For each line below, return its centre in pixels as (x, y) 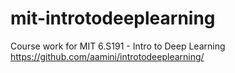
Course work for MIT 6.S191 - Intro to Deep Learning (118, 46)
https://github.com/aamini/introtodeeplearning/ (107, 56)
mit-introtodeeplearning (113, 18)
